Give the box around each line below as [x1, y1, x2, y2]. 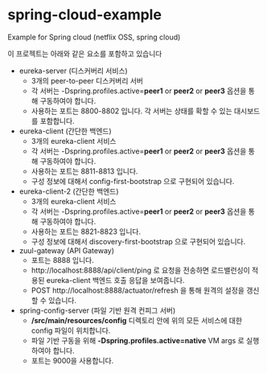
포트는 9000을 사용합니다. [31, 355, 114, 365]
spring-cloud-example [7, 6, 162, 24]
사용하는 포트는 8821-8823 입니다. [31, 227, 142, 236]
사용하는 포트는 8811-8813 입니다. [31, 166, 138, 176]
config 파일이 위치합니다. [31, 326, 111, 335]
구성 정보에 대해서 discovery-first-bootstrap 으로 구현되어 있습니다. [31, 236, 246, 246]
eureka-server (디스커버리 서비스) [18, 66, 128, 76]
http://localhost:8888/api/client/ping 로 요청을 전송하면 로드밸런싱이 [31, 265, 250, 275]
